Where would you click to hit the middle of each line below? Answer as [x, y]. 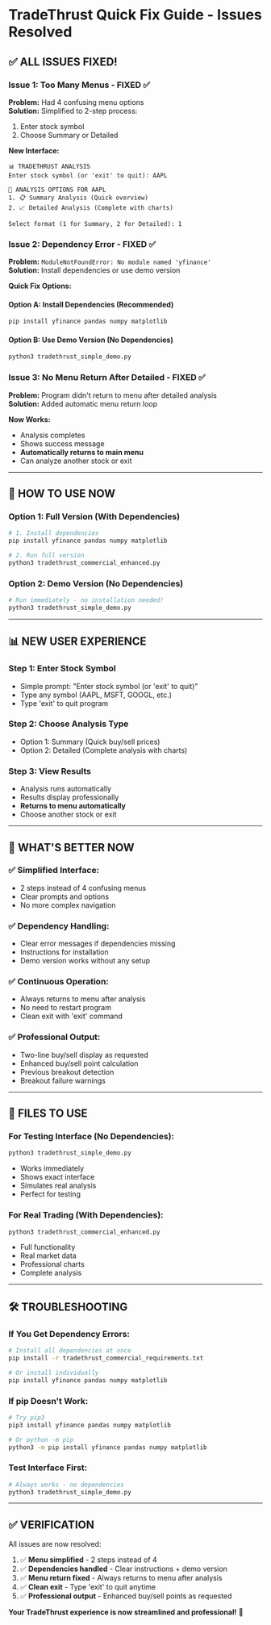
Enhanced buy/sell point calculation [79, 1063]
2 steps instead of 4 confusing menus [83, 888]
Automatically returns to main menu [81, 452]
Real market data [48, 1255]
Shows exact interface [57, 1177]
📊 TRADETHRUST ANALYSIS [50, 166]
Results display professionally [69, 797]
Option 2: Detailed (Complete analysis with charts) [104, 750]
